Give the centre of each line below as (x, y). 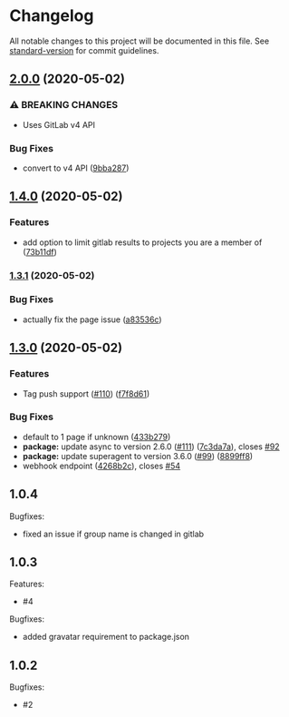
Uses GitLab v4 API (59, 124)
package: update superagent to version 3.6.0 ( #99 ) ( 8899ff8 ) (138, 456)
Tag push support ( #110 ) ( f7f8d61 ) (86, 393)
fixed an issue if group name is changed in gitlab (113, 534)
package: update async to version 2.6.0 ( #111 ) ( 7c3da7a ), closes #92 (151, 447)
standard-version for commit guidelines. (84, 50)
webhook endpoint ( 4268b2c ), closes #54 (101, 466)
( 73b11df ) (39, 251)
